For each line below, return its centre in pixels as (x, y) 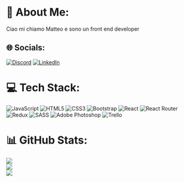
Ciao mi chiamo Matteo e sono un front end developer (73, 29)
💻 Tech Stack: (43, 87)
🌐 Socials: (26, 48)
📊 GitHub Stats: (47, 140)
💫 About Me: (38, 12)
